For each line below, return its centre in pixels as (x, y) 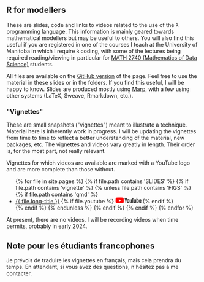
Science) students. (30, 64)
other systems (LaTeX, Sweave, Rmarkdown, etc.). (70, 95)
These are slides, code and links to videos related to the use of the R (93, 25)
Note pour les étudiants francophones (81, 245)
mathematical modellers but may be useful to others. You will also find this (100, 38)
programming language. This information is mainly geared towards (90, 31)
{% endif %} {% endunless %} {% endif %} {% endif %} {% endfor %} (104, 208)
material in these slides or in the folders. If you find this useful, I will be (95, 82)
